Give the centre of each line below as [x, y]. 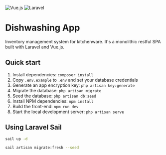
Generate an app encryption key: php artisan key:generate [74, 85]
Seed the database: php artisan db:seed [54, 96]
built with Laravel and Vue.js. [35, 47]
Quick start [23, 63]
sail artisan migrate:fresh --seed [42, 148]
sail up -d [16, 139]
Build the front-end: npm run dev [45, 106]
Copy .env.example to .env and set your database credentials [75, 80]
